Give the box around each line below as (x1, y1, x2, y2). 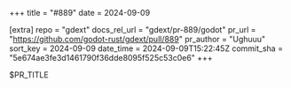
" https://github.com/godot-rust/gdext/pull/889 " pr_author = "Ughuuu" (9, 34, 266, 44)
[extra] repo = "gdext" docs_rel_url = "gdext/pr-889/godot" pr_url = (9, 25, 256, 34)
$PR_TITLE (9, 70, 49, 80)
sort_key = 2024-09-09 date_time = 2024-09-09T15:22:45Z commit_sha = (9, 43, 284, 54)
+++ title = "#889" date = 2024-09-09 (9, 8, 151, 18)
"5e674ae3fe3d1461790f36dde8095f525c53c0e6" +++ (9, 53, 213, 62)
